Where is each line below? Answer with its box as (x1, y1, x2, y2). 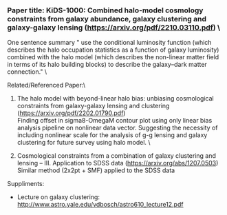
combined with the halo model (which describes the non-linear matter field (7, 53, 219, 61)
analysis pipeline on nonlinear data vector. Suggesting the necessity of (17, 123, 218, 132)
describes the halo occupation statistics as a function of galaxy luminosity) (7, 45, 219, 54)
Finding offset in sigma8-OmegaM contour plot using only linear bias (17, 116, 213, 125)
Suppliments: (7, 180, 45, 188)
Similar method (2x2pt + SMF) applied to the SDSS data (17, 166, 175, 174)
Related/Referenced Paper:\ (7, 81, 86, 90)
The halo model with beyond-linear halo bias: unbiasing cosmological (17, 94, 215, 103)
